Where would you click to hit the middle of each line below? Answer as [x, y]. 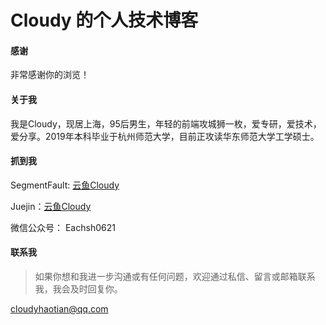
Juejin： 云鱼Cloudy [51, 206]
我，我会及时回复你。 [78, 289]
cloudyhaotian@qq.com [59, 309]
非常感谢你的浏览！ [50, 75]
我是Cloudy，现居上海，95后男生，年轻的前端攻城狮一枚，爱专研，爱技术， [166, 123]
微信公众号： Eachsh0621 [63, 227]
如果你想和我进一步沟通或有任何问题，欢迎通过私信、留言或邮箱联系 [175, 276]
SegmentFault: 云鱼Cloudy [65, 185]
